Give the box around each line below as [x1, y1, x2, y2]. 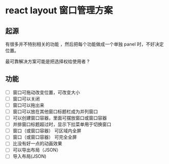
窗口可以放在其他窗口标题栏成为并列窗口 [12, 108, 98, 114]
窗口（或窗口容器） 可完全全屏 [12, 134, 77, 140]
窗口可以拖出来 [12, 102, 44, 108]
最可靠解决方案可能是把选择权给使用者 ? [5, 58, 90, 64]
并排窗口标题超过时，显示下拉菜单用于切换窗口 [12, 121, 111, 128]
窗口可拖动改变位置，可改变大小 [12, 89, 80, 95]
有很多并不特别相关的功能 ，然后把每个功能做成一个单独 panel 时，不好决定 [5, 41, 164, 47]
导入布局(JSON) [12, 153, 47, 159]
